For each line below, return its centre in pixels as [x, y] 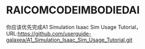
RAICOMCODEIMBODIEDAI [73, 10]
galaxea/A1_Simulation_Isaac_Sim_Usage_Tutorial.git [69, 40]
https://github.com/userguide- [54, 33]
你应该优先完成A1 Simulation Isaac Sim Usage [61, 27]
